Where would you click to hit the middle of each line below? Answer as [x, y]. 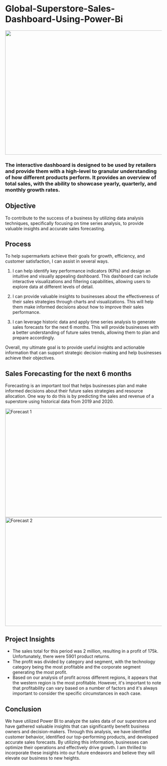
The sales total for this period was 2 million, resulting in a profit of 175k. [85, 651]
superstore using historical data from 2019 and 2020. [60, 401]
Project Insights [30, 639]
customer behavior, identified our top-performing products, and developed [82, 737]
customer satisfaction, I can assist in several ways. [57, 261]
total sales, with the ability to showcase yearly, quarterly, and [81, 184]
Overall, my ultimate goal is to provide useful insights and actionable [75, 347]
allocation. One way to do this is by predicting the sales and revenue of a [80, 396]
